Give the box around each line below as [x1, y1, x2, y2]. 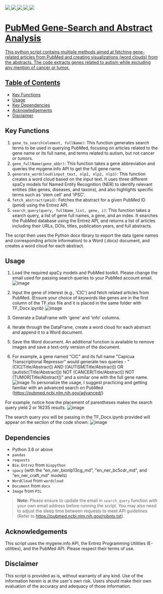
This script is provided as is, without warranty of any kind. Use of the [5, 572, 144, 578]
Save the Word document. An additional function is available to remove [12, 339, 154, 345]
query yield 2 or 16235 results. [5, 405, 66, 411]
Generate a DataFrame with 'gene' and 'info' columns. [12, 315, 121, 320]
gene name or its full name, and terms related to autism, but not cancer [12, 150, 155, 156]
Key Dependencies [12, 102, 50, 108]
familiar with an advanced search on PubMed [12, 385, 103, 391]
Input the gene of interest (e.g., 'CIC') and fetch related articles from [12, 290, 149, 296]
